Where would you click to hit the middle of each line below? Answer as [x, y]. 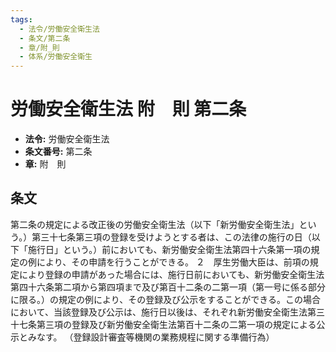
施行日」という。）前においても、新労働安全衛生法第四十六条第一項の [169, 249]
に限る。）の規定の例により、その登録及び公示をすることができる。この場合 [165, 299]
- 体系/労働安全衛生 [56, 57]
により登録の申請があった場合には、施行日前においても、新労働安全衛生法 [171, 274]
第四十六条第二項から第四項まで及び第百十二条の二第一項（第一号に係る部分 [168, 287]
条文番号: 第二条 [58, 152]
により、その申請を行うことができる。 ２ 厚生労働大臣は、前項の [173, 262]
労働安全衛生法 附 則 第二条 [128, 109]
